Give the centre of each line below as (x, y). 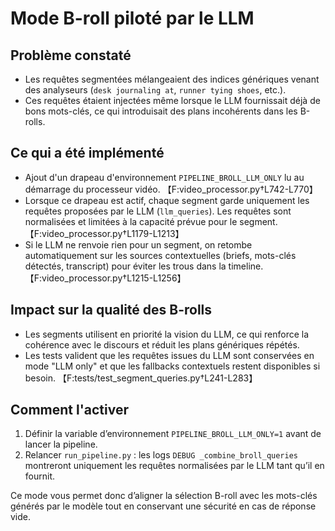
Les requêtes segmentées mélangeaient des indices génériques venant (172, 79)
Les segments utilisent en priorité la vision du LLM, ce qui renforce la (167, 334)
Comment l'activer (69, 410)
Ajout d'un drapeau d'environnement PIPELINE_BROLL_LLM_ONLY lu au (164, 177)
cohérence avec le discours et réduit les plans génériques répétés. (162, 344)
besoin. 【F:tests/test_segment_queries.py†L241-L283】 (141, 378)
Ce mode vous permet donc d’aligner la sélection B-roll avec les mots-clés (164, 496)
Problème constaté (71, 55)
